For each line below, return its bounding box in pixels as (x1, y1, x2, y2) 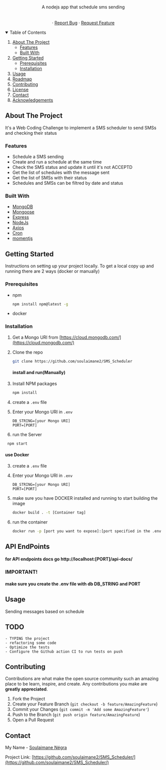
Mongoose (12, 209, 35, 215)
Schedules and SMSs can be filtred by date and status (12, 180, 123, 186)
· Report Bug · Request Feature (52, 20, 115, 26)
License (12, 86, 29, 92)
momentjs (12, 235, 33, 241)
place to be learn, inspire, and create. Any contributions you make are (5, 681, 148, 687)
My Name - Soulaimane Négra (5, 745, 67, 751)
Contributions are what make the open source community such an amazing (5, 676, 159, 682)
